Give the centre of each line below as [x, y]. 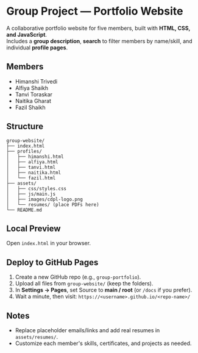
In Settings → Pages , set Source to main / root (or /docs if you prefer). [104, 290]
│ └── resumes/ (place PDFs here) [53, 205]
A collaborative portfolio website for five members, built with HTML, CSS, [98, 28]
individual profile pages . [37, 48]
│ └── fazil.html [31, 178]
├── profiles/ [24, 151]
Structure [25, 127]
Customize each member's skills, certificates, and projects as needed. [103, 343]
